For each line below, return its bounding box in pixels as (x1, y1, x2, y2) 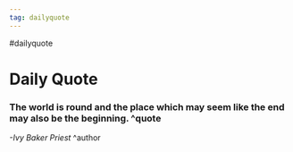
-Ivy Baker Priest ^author (9, 132, 101, 143)
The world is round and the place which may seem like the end (9, 100, 285, 113)
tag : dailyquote (9, 13, 70, 22)
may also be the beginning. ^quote (9, 112, 162, 124)
